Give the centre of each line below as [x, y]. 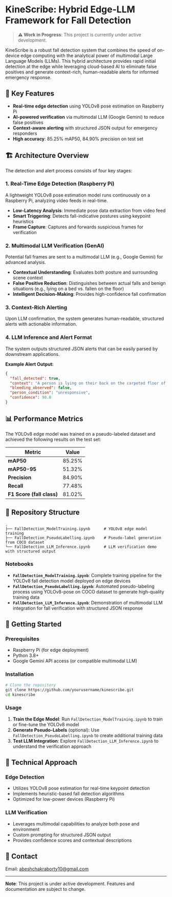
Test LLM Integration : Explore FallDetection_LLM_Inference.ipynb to [85, 741]
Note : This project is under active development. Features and [70, 884]
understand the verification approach [52, 746]
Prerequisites [22, 639]
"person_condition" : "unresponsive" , [50, 393]
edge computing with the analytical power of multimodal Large [86, 56]
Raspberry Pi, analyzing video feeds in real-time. [57, 200]
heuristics [23, 221]
